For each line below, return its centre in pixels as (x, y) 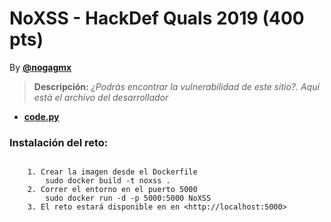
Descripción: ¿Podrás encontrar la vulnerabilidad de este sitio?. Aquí (176, 86)
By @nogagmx (40, 67)
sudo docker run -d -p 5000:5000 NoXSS (128, 198)
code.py (41, 116)
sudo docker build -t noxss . (108, 181)
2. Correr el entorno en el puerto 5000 (112, 190)
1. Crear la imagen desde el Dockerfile (112, 172)
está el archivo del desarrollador (101, 97)
